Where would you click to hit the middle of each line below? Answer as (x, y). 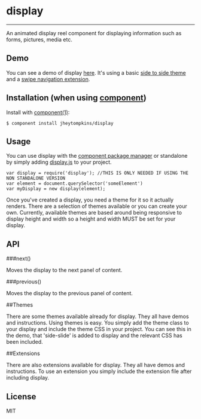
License (21, 397)
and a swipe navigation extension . (48, 79)
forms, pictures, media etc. (39, 39)
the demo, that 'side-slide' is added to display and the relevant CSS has (94, 335)
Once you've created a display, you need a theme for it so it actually (90, 200)
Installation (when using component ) (76, 98)
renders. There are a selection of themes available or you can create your (97, 206)
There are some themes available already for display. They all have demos (98, 316)
